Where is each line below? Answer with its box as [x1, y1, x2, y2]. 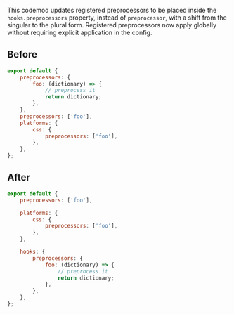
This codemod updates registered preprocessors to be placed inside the [7, 6, 217, 14]
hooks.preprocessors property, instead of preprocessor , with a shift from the [7, 13, 227, 22]
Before [7, 48, 37, 60]
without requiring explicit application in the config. [7, 28, 152, 37]
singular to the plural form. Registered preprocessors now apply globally [7, 21, 216, 29]
